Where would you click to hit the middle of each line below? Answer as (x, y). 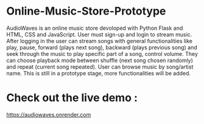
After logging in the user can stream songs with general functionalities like (100, 41)
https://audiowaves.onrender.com (49, 114)
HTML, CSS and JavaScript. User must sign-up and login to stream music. (99, 34)
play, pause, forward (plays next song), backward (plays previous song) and (102, 47)
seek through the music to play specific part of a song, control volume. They (102, 53)
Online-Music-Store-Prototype (86, 11)
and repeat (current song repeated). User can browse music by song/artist (100, 67)
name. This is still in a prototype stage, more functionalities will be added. (98, 73)
